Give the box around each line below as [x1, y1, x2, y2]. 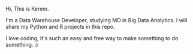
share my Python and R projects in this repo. [5, 23, 115, 30]
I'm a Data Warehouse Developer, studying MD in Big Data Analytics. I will [5, 17, 188, 23]
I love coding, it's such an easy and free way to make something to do [5, 35, 179, 41]
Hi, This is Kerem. [5, 5, 49, 12]
